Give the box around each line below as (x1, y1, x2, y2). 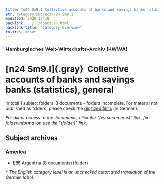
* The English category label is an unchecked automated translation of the (5, 169, 156, 175)
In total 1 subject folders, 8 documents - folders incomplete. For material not (5, 100, 158, 106)
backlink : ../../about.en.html (5, 20, 69, 26)
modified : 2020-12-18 (5, 16, 50, 21)
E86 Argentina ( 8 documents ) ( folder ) (12, 160, 88, 166)
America (5, 149, 26, 155)
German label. (5, 174, 35, 180)
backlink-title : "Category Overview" (5, 25, 82, 30)
